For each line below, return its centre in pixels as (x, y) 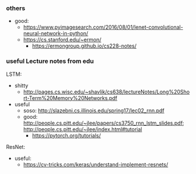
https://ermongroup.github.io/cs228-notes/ (84, 46)
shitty (21, 85)
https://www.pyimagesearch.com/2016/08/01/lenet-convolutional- (103, 27)
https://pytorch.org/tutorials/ (66, 135)
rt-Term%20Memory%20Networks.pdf (70, 98)
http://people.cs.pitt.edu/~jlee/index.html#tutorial (82, 129)
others (16, 8)
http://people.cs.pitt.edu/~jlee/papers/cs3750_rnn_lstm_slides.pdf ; (104, 123)
